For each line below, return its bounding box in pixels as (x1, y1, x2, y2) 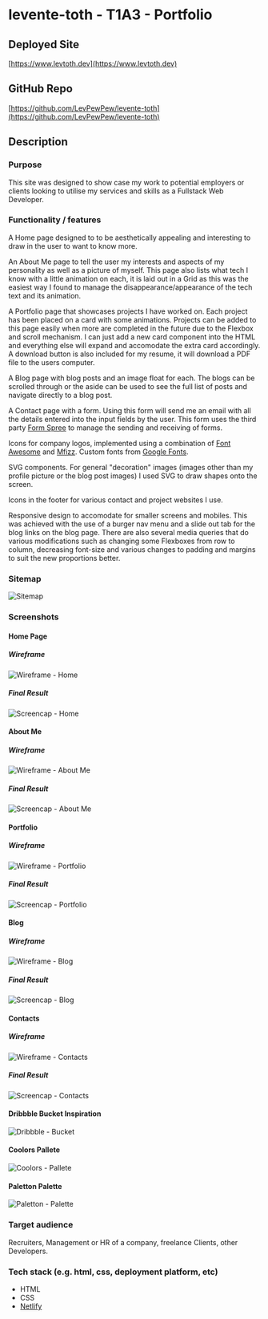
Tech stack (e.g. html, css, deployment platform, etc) (8, 1266, 218, 1277)
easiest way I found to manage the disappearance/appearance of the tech (8, 282, 253, 292)
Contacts (8, 1013, 40, 1023)
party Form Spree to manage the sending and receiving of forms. (8, 423, 222, 432)
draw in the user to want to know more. (8, 241, 138, 250)
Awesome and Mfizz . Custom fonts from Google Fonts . (8, 447, 190, 457)
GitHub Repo (8, 82, 74, 95)
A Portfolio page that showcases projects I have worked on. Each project (8, 306, 248, 316)
